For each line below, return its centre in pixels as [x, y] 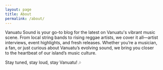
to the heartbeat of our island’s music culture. [51, 53]
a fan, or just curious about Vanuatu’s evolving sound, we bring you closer [80, 48]
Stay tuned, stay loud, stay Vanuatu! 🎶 [43, 62]
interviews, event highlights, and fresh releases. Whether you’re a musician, [81, 43]
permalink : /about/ [25, 18]
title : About [18, 14]
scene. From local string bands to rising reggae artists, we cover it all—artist [82, 37]
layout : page [18, 9]
